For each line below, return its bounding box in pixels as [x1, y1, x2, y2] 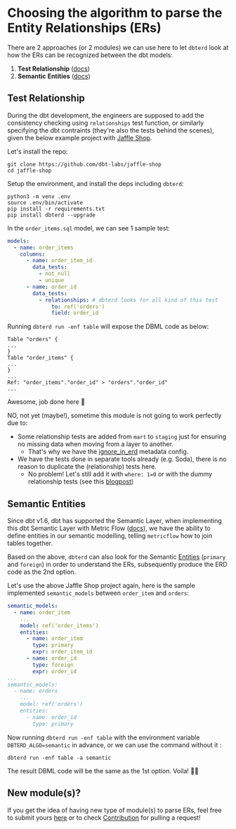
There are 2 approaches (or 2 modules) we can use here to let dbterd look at [7, 43, 229, 51]
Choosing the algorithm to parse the [7, 5, 223, 21]
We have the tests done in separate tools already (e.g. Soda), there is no [17, 455, 227, 463]
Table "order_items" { [7, 355, 74, 362]
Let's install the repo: [7, 147, 68, 156]
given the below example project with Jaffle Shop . [7, 133, 152, 142]
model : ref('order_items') [20, 622, 99, 629]
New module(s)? [7, 787, 81, 799]
